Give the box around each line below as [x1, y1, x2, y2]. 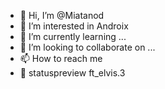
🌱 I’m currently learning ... [19, 31, 127, 42]
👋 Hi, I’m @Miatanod [19, 10, 105, 21]
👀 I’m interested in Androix [19, 20, 129, 32]
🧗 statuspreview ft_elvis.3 [19, 67, 126, 79]
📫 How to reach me [19, 53, 103, 64]
